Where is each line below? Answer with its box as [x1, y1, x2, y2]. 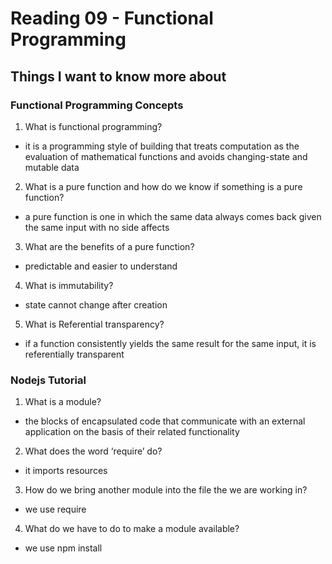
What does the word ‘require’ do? [24, 445, 163, 457]
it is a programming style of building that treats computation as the [24, 140, 300, 152]
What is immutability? [24, 279, 114, 291]
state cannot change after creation [24, 298, 168, 311]
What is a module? [24, 396, 102, 408]
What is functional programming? [24, 120, 163, 132]
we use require [24, 503, 87, 516]
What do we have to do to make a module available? [24, 523, 240, 535]
